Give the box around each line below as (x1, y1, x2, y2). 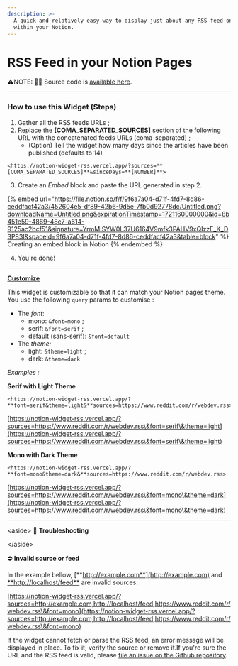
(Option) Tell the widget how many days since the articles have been (28, 141, 229, 149)
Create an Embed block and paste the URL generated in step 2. (17, 180, 203, 189)
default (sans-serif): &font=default (28, 332, 130, 340)
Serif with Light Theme (7, 381, 76, 391)
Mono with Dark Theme (7, 450, 78, 459)
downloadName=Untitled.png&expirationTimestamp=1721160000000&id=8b (7, 209, 230, 218)
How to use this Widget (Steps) (7, 102, 117, 112)
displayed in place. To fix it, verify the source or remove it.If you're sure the (7, 643, 227, 652)
